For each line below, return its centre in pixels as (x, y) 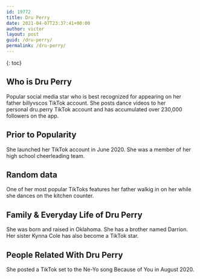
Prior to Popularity (41, 135)
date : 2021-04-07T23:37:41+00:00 (48, 23)
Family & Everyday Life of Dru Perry (75, 215)
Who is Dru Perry (39, 82)
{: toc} (14, 63)
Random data (32, 175)
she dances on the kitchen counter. (50, 196)
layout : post (23, 34)
